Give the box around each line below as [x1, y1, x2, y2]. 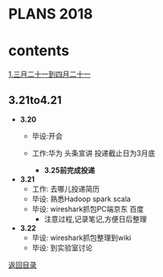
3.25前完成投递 [43, 165, 96, 175]
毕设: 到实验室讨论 [31, 242, 93, 252]
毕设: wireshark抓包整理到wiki [31, 233, 132, 242]
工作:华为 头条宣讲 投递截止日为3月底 [31, 148, 156, 158]
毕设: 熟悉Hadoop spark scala [31, 194, 131, 204]
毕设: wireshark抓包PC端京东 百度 [31, 204, 145, 213]
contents [8, 42, 70, 60]
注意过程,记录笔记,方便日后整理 [43, 214, 147, 224]
